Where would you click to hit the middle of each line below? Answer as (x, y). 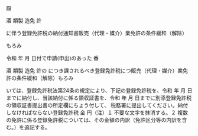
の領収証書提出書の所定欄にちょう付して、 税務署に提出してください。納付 (97, 105)
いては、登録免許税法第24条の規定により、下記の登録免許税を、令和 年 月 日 (99, 90)
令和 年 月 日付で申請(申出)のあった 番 (52, 58)
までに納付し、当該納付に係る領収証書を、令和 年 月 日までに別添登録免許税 (99, 98)
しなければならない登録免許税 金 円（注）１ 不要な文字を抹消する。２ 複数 (97, 112)
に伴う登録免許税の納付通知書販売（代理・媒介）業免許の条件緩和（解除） (97, 33)
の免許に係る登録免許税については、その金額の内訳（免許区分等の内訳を (94, 120)
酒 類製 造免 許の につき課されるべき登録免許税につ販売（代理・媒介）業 (95, 71)
